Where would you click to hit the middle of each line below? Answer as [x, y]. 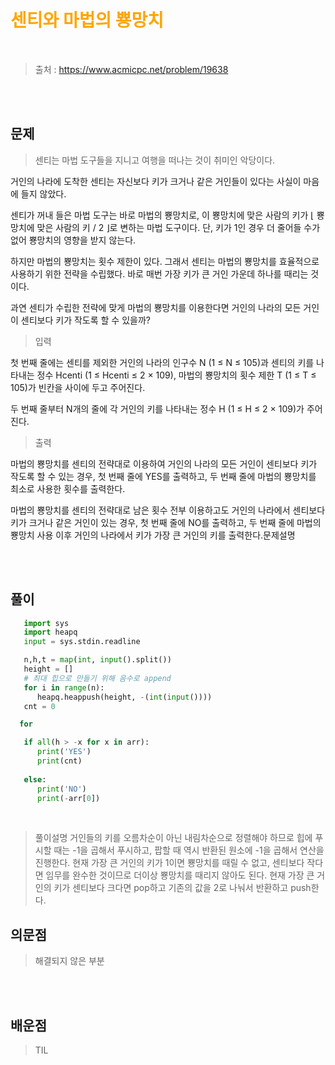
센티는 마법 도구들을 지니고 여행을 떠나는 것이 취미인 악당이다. [155, 160]
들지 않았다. [43, 193]
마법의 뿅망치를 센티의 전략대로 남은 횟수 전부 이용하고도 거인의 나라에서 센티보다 [168, 510]
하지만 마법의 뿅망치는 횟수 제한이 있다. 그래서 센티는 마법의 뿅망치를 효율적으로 [165, 261]
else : [35, 779]
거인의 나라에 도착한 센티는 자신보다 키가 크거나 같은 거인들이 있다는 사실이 [156, 181]
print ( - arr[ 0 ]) [68, 798]
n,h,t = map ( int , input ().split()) [97, 660]
